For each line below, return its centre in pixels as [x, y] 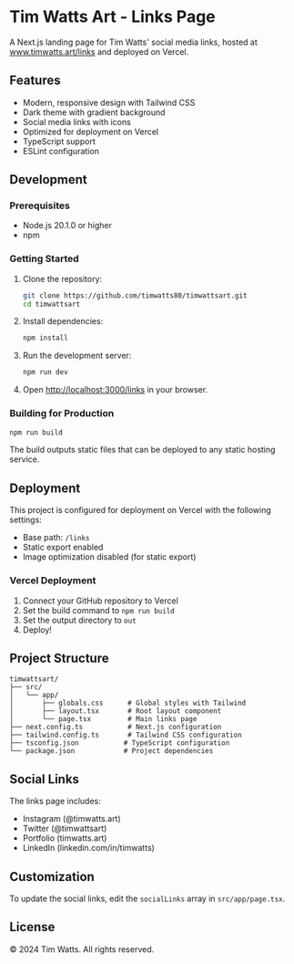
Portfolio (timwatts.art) [65, 838]
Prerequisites [40, 205]
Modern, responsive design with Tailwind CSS [109, 102]
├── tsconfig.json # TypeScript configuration [120, 743]
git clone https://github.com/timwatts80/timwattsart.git [135, 295]
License [32, 927]
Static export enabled [63, 547]
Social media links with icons [77, 121]
